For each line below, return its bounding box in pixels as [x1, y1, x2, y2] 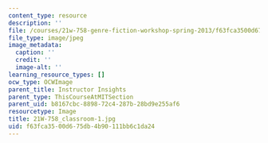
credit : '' [15, 56, 52, 64]
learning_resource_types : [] [8, 71, 105, 79]
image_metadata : [8, 41, 62, 49]
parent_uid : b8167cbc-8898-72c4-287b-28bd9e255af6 [8, 100, 180, 108]
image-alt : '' [15, 64, 62, 71]
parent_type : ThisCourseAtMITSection [8, 93, 134, 101]
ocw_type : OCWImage [8, 78, 73, 86]
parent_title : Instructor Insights [8, 85, 127, 94]
